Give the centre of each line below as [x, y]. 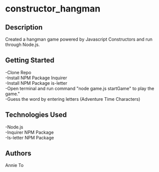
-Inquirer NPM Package [30, 132]
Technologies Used [36, 115]
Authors [18, 153]
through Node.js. [23, 45]
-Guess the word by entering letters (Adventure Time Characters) [73, 99]
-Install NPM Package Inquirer [36, 78]
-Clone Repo [18, 72]
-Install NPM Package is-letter [36, 83]
